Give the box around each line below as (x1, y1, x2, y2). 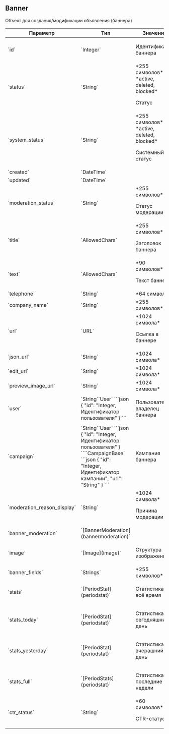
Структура (135, 546, 162, 553)
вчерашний (135, 647, 163, 654)
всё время (135, 591, 161, 598)
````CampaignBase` (80, 449, 125, 457)
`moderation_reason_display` (8, 504, 76, 511)
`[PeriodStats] (80, 674, 114, 682)
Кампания (135, 449, 160, 457)
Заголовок (135, 240, 161, 247)
